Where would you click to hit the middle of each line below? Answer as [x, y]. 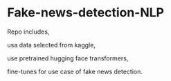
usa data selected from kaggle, [51, 45]
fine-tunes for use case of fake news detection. [75, 71]
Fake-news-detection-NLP [86, 13]
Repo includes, [28, 32]
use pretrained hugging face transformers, [68, 58]
